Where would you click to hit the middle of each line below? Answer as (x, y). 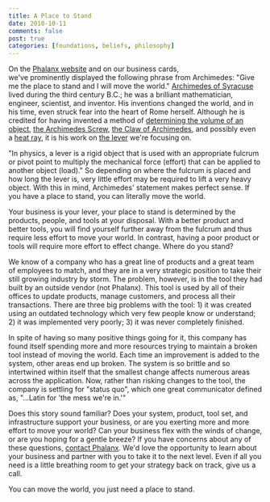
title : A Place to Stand (50, 16)
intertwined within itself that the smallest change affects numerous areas (129, 372)
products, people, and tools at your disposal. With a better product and (126, 221)
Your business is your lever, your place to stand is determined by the (122, 212)
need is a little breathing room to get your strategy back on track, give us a (132, 465)
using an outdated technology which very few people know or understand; (132, 314)
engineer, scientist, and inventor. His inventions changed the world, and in (131, 103)
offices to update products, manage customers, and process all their (122, 297)
